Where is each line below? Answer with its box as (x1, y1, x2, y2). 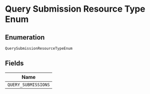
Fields (5, 59, 24, 68)
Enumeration (5, 33, 45, 41)
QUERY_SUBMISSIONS (7, 82, 50, 87)
